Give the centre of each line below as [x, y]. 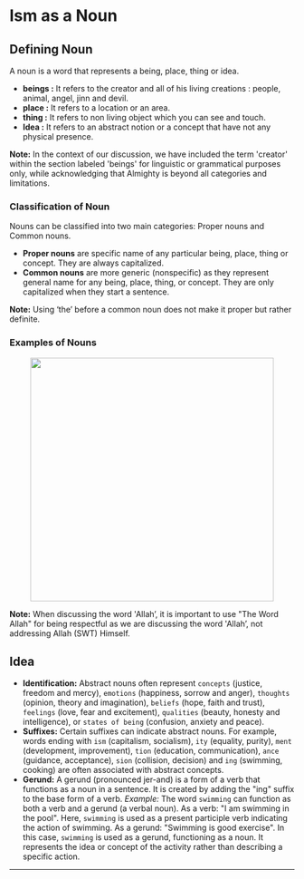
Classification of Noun [60, 207]
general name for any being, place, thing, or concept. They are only [148, 283]
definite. [25, 319]
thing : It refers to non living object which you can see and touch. [144, 117]
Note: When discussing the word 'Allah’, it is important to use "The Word [144, 613]
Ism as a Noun [63, 16]
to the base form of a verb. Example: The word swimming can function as [157, 799]
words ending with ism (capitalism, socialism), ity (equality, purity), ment [157, 741]
